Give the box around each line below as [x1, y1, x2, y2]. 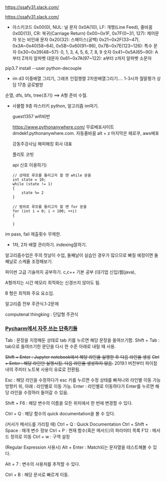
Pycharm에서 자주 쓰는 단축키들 [5, 325, 78, 332]
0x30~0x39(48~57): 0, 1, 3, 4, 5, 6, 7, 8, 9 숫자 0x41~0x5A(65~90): [17, 49, 154, 55]
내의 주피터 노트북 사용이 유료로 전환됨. [5, 366, 81, 372]
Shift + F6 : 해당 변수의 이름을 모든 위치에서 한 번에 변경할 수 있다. [5, 400, 133, 406]
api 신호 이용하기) [12, 162, 47, 168]
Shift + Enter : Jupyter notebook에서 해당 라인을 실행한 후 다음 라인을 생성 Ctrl [5, 354, 160, 360]
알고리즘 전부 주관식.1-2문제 [5, 301, 59, 307]
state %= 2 [21, 190, 44, 195]
